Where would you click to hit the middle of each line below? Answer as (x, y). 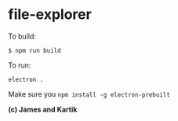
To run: (20, 65)
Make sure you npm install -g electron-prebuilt (89, 94)
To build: (22, 36)
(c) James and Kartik (43, 109)
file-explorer (50, 15)
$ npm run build (35, 50)
